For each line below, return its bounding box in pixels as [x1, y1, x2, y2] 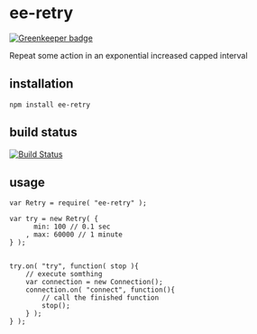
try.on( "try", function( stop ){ [9, 262, 140, 271]
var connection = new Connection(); [25, 278, 164, 287]
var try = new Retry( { [9, 215, 99, 224]
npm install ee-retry [9, 100, 91, 109]
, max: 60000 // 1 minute [25, 230, 124, 239]
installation [9, 76, 74, 92]
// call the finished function [41, 293, 160, 302]
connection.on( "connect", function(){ [25, 285, 176, 295]
